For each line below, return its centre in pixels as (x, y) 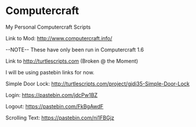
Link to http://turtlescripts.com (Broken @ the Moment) (72, 61)
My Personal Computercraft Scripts (48, 27)
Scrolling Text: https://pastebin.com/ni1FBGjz (60, 118)
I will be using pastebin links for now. (50, 72)
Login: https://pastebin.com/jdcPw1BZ (52, 95)
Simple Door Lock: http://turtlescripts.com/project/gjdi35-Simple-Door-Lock (98, 84)
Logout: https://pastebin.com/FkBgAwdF (55, 106)
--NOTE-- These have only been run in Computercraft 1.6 (75, 49)
